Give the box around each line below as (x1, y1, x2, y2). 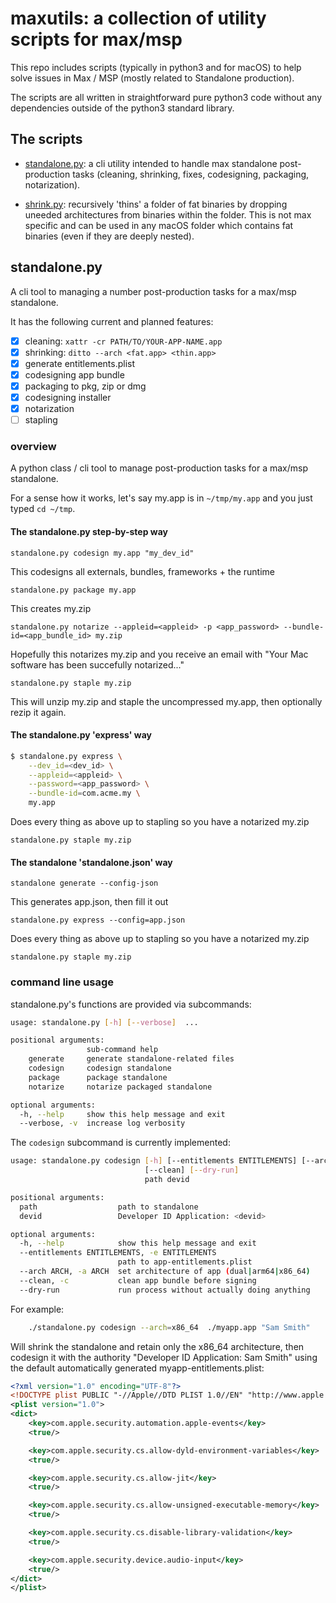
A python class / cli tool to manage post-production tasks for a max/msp (10, 462, 309, 474)
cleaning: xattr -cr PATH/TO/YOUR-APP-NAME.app (24, 335, 223, 347)
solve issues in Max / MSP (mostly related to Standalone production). (10, 72, 295, 84)
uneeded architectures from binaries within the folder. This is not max (24, 208, 312, 221)
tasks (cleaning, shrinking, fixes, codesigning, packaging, (72, 168, 310, 180)
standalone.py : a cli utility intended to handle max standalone (24, 157, 278, 169)
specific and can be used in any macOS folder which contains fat (24, 219, 294, 231)
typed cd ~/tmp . (10, 503, 76, 515)
